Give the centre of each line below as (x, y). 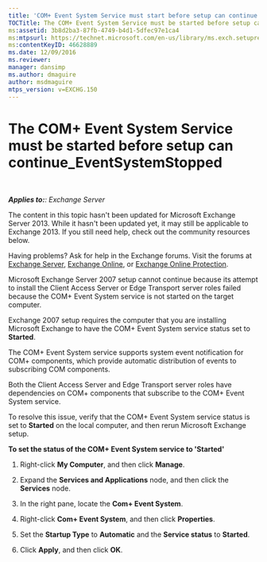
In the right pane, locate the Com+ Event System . (101, 504)
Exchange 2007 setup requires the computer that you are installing (117, 320)
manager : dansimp (37, 67)
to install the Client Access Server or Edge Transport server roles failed (125, 288)
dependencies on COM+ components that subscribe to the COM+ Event (126, 393)
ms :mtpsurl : (28, 38)
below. (19, 241)
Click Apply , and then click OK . (71, 550)
